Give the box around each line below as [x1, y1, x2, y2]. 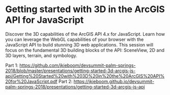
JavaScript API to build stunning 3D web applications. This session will [5, 41, 154, 47]
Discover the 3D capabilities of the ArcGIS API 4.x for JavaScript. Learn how [5, 31, 165, 37]
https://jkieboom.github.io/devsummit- [73, 78, 154, 84]
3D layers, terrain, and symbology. [5, 52, 77, 59]
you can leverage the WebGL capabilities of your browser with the [5, 36, 144, 42]
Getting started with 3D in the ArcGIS [5, 4, 165, 15]
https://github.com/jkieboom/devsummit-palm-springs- [19, 62, 136, 68]
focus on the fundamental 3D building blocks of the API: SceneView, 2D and [5, 47, 164, 53]
